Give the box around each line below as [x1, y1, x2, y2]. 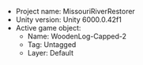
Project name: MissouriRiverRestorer [15, 7, 136, 16]
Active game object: [15, 23, 81, 32]
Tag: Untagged [27, 40, 77, 49]
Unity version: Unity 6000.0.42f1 [15, 15, 122, 24]
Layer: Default [27, 49, 73, 57]
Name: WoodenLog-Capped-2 [27, 31, 127, 41]
